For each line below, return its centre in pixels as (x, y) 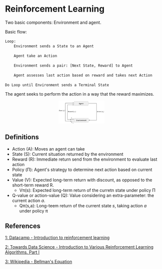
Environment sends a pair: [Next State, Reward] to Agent (73, 66)
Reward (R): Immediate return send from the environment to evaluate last (85, 159)
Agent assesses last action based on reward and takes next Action (83, 75)
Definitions (22, 137)
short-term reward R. (33, 185)
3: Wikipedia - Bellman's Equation (39, 262)
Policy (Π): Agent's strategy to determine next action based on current (82, 169)
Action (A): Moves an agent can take (48, 149)
